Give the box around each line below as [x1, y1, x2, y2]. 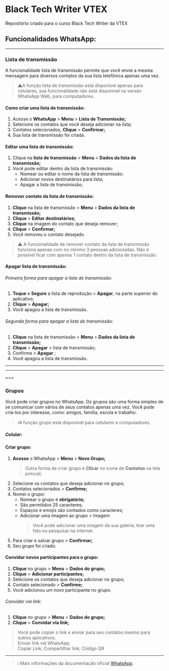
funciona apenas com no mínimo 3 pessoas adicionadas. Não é [17, 246, 149, 252]
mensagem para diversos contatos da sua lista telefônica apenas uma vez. [5, 73, 160, 79]
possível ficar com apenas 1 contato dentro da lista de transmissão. [17, 251, 157, 258]
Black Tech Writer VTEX [5, 4, 108, 15]
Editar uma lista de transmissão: [5, 143, 74, 149]
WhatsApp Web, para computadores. [17, 93, 95, 99]
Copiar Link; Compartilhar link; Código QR [17, 645, 105, 651]
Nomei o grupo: [12, 491, 45, 497]
